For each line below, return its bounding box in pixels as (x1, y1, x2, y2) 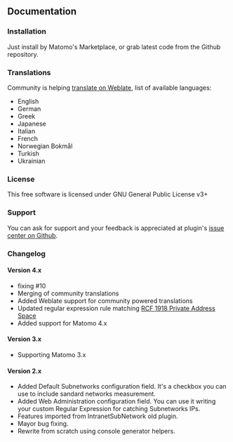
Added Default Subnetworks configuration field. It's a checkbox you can (17, 382, 227, 391)
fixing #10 (17, 281, 46, 290)
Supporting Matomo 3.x (17, 350, 86, 359)
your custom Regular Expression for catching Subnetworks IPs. (17, 405, 201, 413)
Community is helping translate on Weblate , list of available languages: (7, 83, 212, 92)
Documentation (7, 6, 77, 18)
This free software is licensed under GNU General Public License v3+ (7, 190, 208, 199)
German (17, 105, 41, 113)
